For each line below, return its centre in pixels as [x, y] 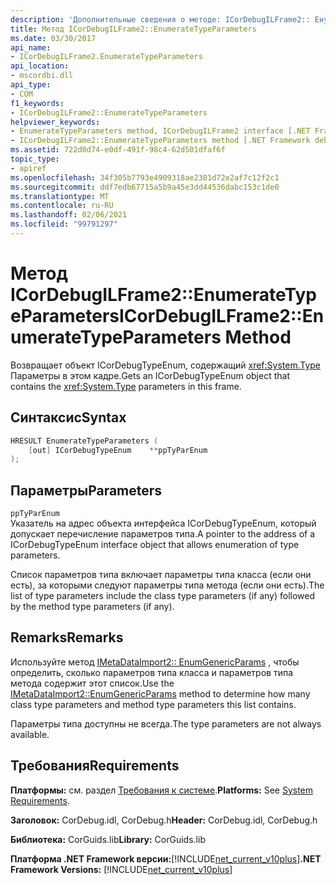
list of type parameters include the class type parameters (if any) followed [163, 596]
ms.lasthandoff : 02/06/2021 [69, 215]
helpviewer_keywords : [55, 122]
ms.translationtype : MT [60, 196]
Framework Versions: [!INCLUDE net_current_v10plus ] [121, 869]
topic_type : [35, 159]
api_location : [40, 66]
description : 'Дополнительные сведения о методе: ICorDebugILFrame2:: [160, 19]
